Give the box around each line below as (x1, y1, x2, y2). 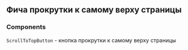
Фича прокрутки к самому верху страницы (6, 5, 182, 15)
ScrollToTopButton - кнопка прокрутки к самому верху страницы (6, 36, 176, 44)
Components (6, 23, 46, 31)
